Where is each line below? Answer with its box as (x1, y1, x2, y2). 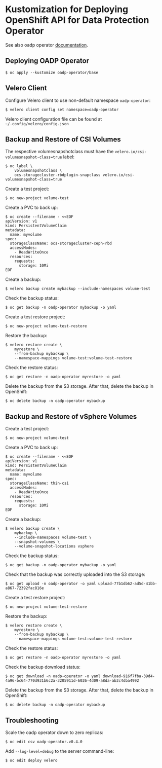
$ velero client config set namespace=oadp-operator (5, 107, 119, 112)
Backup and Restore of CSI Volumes (5, 135, 121, 143)
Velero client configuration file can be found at (5, 116, 102, 122)
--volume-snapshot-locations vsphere (14, 544, 94, 549)
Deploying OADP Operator (5, 57, 90, 65)
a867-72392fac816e (5, 586, 44, 591)
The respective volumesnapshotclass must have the (5, 149, 114, 155)
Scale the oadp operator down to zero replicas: (5, 729, 104, 736)
